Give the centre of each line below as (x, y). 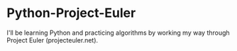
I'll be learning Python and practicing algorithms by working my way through (118, 33)
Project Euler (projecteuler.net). (53, 40)
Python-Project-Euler (71, 13)
